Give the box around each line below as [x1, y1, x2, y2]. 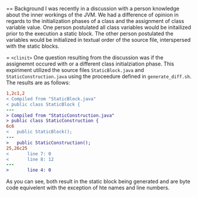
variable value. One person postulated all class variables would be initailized [6, 24, 192, 31]
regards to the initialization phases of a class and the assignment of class [6, 18, 185, 24]
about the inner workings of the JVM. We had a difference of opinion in [6, 11, 179, 18]
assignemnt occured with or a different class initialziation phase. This [6, 60, 175, 67]
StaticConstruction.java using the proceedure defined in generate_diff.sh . [6, 73, 192, 80]
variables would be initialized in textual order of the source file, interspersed [6, 37, 191, 43]
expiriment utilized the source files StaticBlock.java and [6, 67, 145, 73]
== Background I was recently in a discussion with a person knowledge [6, 5, 180, 12]
